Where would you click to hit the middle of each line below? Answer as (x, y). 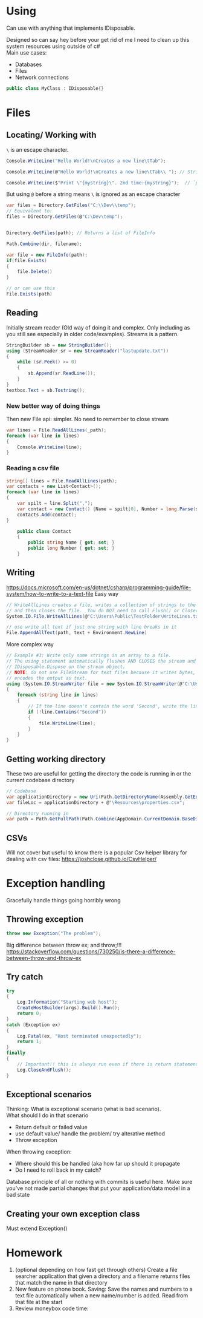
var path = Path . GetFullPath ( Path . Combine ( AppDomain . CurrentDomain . (94, 819)
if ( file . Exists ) (27, 260)
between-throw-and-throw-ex (44, 958)
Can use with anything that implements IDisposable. (71, 28)
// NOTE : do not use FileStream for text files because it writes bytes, (101, 672)
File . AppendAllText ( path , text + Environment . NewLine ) (77, 633)
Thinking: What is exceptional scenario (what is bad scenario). (84, 1109)
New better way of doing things (53, 406)
